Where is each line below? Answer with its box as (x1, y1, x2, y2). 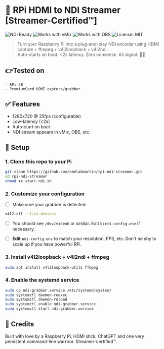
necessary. (12, 226, 35, 232)
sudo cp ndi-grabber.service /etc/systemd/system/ (5, 288, 112, 293)
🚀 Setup (5, 143, 30, 152)
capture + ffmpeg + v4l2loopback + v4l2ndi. (17, 46, 108, 52)
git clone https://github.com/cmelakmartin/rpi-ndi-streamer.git (5, 170, 142, 174)
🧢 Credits (5, 320, 35, 329)
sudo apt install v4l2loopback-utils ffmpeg (5, 265, 98, 270)
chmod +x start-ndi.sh (5, 178, 52, 183)
